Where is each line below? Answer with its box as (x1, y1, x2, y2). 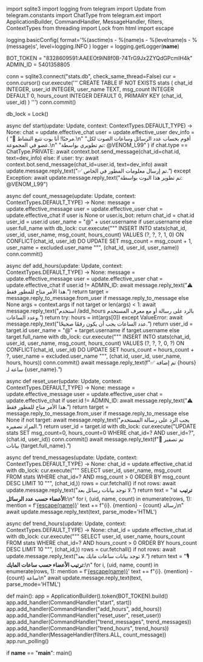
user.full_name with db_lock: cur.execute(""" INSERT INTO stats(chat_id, (6, 225, 187, 231)
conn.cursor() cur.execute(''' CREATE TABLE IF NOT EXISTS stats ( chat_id (6, 79, 193, 86)
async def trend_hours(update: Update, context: (6, 520, 127, 527)
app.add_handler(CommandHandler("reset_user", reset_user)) (6, 612, 162, 619)
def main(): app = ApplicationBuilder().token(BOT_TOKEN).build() (6, 592, 168, 599)
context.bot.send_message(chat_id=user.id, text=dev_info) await (6, 161, 168, 168)
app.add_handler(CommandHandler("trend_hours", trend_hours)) (6, 625, 169, 632)
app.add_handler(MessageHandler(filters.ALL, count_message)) (6, 631, 167, 638)
